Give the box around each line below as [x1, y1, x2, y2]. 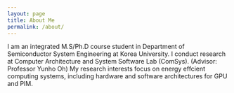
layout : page [7, 10, 46, 17]
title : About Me [7, 17, 55, 24]
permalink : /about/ [7, 23, 65, 30]
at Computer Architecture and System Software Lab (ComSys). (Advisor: [7, 57, 218, 66]
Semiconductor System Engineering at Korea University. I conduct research [7, 50, 226, 58]
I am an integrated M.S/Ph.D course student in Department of [7, 43, 185, 51]
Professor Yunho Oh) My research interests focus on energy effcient [7, 64, 206, 73]
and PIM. [7, 80, 34, 88]
